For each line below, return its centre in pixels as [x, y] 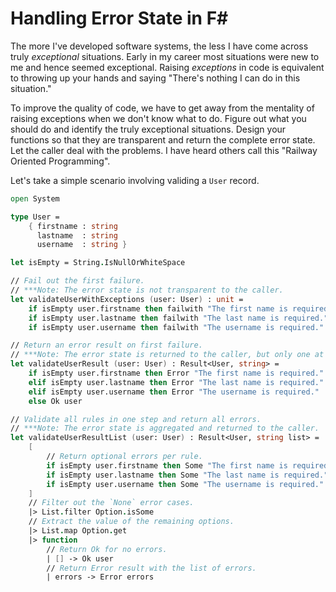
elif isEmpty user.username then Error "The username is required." [174, 392]
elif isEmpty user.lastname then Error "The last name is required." [176, 382]
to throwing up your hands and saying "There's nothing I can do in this [155, 78]
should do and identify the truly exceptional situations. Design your [148, 129]
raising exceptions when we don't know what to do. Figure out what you [158, 118]
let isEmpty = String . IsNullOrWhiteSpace [98, 263]
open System [35, 198]
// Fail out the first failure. [77, 281]
